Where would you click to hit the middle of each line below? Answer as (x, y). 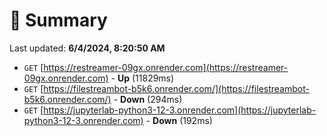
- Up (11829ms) (142, 78)
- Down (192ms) (179, 120)
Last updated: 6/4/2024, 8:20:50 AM (87, 48)
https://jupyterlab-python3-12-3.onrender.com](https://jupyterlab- (180, 110)
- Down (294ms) (148, 99)
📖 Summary (58, 20)
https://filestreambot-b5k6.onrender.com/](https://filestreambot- (176, 88)
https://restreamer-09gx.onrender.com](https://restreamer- (166, 67)
